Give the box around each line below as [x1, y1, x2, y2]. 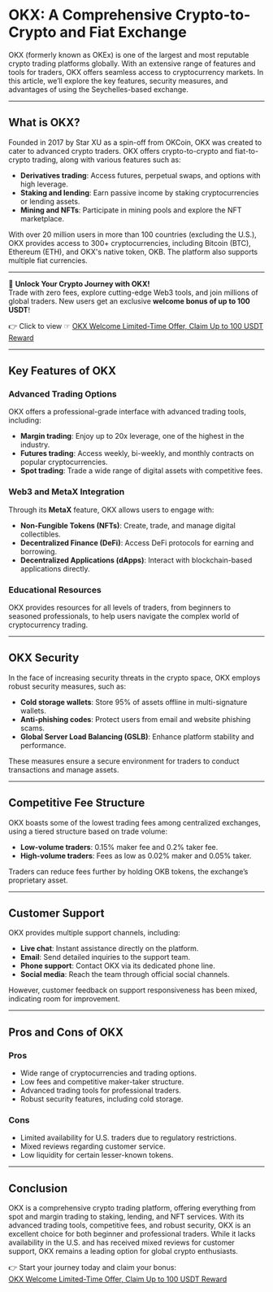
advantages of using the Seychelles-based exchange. [8, 84, 189, 94]
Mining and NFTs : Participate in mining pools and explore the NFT [19, 205, 242, 215]
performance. [19, 740, 67, 750]
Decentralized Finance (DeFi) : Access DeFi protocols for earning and [19, 537, 254, 547]
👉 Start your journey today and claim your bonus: [8, 1263, 177, 1272]
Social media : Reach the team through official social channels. [19, 970, 230, 979]
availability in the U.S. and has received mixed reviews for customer [8, 1237, 236, 1247]
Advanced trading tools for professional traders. [19, 1085, 181, 1096]
